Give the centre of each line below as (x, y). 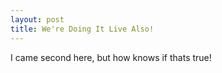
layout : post (37, 19)
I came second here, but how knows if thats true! (111, 57)
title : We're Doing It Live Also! (82, 29)
